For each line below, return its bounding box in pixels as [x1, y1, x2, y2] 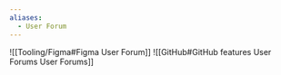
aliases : [9, 13, 43, 23]
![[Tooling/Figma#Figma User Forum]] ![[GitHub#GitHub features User [9, 46, 272, 57]
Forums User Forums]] [9, 56, 94, 67]
